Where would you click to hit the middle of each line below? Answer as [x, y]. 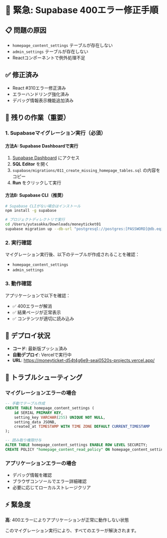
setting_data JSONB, [35, 422]
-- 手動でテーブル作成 [25, 403]
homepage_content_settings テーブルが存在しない [62, 45]
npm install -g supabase [31, 211]
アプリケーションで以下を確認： [38, 295]
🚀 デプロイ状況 [28, 335]
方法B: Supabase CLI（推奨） [36, 195]
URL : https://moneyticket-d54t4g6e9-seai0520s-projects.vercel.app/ [83, 360]
